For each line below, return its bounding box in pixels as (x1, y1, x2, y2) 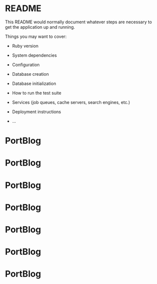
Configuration (12, 62, 40, 67)
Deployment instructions (12, 109, 62, 115)
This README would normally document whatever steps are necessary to (5, 19, 152, 25)
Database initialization (12, 81, 57, 86)
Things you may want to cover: (5, 33, 67, 39)
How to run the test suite (12, 90, 62, 96)
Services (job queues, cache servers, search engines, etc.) (12, 99, 130, 105)
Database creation (12, 71, 49, 77)
